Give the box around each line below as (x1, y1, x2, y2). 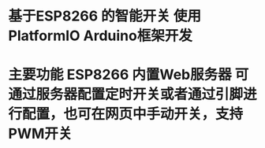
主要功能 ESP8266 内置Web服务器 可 (8, 66, 249, 83)
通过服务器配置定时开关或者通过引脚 (8, 86, 244, 103)
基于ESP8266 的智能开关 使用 (8, 7, 201, 25)
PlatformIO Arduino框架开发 (8, 27, 193, 45)
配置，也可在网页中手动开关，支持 (22, 105, 244, 123)
